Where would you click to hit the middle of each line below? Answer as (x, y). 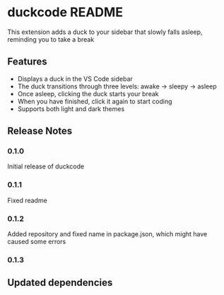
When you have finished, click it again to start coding (95, 101)
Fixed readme (27, 200)
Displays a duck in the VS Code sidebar (75, 79)
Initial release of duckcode (46, 166)
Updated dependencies (60, 283)
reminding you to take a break (51, 39)
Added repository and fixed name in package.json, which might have (107, 234)
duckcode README (65, 12)
